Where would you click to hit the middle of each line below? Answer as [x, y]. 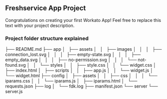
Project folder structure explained [47, 38]
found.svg [15, 65]
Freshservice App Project [46, 8]
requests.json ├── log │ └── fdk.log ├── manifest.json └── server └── [82, 86]
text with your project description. [40, 25]
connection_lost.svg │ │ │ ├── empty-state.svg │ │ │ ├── [73, 55]
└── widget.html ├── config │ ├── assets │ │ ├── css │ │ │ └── [82, 76]
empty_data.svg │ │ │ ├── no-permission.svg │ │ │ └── [71, 60]
